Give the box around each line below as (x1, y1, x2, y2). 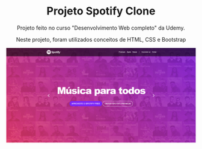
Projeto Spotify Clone (46, 4, 156, 18)
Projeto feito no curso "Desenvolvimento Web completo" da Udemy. (17, 24, 185, 31)
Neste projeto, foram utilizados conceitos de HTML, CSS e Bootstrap (16, 36, 186, 43)
